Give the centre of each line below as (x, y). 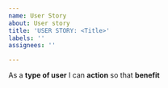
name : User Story (38, 16)
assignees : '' (32, 46)
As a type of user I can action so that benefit (84, 75)
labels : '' (27, 38)
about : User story (39, 23)
